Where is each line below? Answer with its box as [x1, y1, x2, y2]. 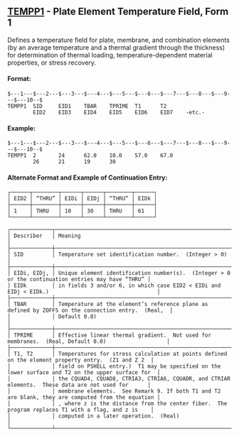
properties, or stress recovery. [7, 58, 97, 67]
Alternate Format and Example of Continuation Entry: [7, 173, 168, 182]
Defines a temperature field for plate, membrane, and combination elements [7, 36, 230, 44]
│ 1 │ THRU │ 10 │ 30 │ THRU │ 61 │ [7, 207, 158, 215]
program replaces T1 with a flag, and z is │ [7, 406, 154, 414]
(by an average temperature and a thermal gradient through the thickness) [7, 43, 225, 52]
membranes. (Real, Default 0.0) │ [7, 338, 171, 345]
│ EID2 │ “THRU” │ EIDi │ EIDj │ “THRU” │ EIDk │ [7, 195, 158, 202]
